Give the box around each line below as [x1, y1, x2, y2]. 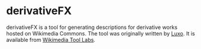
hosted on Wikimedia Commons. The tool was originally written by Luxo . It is [6, 30, 195, 37]
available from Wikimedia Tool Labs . [6, 36, 96, 43]
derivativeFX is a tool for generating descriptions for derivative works [6, 24, 178, 31]
